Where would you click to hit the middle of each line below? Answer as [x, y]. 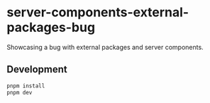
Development [37, 69]
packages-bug [51, 27]
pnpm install [26, 86]
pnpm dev [20, 92]
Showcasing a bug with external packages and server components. [105, 47]
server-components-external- [98, 12]
